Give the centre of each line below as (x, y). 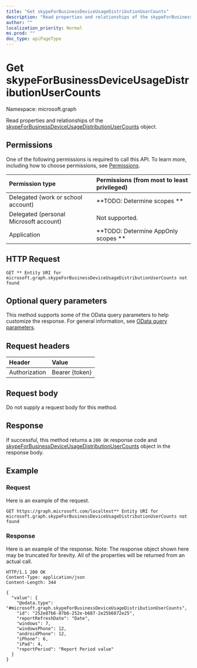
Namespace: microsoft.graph (41, 109)
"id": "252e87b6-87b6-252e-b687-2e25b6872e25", (76, 613)
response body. (25, 452)
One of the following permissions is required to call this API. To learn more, (96, 159)
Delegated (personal (37, 214)
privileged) (112, 187)
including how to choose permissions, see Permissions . (73, 166)
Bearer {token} (72, 372)
